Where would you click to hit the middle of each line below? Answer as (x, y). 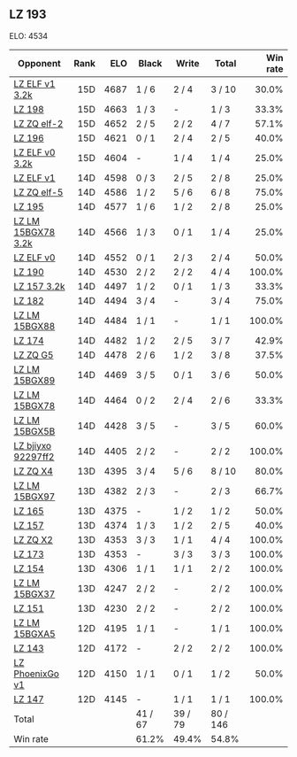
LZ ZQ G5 (34, 355)
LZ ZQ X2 (33, 539)
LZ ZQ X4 (33, 471)
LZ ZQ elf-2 (38, 123)
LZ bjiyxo (32, 445)
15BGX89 (34, 380)
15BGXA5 (34, 634)
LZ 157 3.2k (39, 286)
